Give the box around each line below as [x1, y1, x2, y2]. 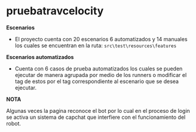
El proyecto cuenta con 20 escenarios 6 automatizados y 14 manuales [14, 35, 188, 42]
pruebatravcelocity [6, 4, 104, 18]
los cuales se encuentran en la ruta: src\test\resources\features [14, 42, 177, 49]
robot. [6, 119, 22, 127]
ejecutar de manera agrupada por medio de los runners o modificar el [14, 71, 187, 78]
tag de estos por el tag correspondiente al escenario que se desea [14, 78, 179, 85]
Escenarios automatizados [6, 53, 74, 60]
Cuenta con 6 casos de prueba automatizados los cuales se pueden [14, 65, 183, 72]
